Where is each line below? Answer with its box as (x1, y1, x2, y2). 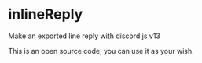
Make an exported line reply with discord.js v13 (8, 31, 161, 40)
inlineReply (8, 5, 83, 23)
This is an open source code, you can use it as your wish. (8, 46, 194, 55)
